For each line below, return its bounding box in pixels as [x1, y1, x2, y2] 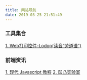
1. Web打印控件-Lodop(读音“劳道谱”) [5, 42, 82, 48]
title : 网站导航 [5, 7, 36, 13]
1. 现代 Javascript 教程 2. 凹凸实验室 [5, 69, 80, 75]
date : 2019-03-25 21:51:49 [5, 12, 62, 17]
